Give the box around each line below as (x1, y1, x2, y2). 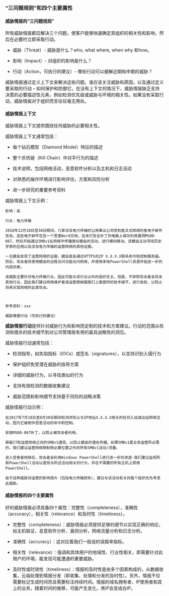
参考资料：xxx (5, 304, 31, 309)
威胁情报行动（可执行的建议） (5, 313, 58, 318)
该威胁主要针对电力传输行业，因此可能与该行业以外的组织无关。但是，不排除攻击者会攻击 (5, 275, 162, 280)
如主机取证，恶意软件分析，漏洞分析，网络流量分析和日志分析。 (12, 527, 145, 534)
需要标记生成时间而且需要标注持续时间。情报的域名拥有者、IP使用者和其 (12, 578, 162, 585)
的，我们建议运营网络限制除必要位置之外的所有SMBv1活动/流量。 (5, 445, 120, 450)
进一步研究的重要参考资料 (12, 187, 66, 193)
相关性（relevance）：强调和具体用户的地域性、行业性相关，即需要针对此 (12, 549, 163, 555)
